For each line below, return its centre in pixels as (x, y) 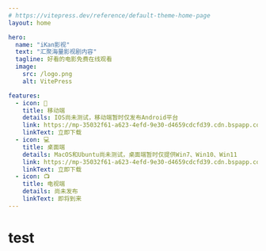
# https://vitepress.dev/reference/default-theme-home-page (110, 15)
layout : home (30, 23)
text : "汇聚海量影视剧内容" (56, 52)
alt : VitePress (47, 81)
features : (25, 96)
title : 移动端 (44, 110)
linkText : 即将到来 (52, 199)
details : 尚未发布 (50, 192)
